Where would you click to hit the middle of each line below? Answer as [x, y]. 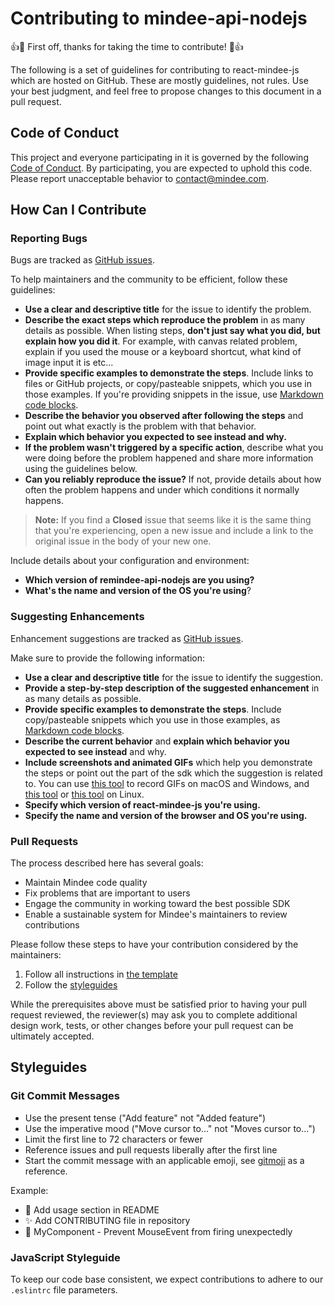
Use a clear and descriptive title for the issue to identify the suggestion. [174, 677]
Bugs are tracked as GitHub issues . [82, 260]
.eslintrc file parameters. [64, 1290]
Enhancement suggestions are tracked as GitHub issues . [127, 638]
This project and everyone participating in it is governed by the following [159, 157]
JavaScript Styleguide [65, 1257]
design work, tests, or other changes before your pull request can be [152, 1026]
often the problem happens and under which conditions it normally [162, 490]
